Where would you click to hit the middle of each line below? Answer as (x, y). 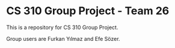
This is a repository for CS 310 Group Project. (62, 27)
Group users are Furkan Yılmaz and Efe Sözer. (63, 39)
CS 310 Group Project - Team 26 (88, 11)
